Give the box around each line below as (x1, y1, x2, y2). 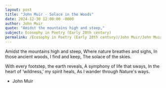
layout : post (5, 7, 32, 12)
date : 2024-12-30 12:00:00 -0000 (5, 16, 74, 21)
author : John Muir (5, 21, 43, 26)
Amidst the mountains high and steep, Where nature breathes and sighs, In (5, 48, 158, 54)
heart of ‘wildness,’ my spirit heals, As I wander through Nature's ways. (5, 68, 150, 74)
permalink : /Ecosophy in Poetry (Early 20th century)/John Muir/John (5, 35, 152, 40)
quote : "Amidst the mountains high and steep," (5, 26, 105, 31)
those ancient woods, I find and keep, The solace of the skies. (5, 53, 132, 59)
